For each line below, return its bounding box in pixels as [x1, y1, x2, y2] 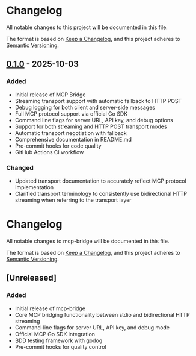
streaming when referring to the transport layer [14, 196, 132, 204]
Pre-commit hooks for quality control [14, 343, 106, 350]
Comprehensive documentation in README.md [14, 136, 132, 143]
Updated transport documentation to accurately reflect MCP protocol [14, 177, 186, 184]
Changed [6, 163, 34, 172]
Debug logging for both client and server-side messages [14, 104, 155, 111]
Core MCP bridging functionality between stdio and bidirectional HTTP [14, 311, 191, 318]
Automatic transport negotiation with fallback [14, 129, 127, 136]
